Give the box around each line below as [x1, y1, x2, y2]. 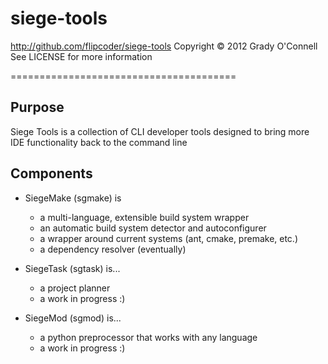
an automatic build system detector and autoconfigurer [39, 222, 267, 234]
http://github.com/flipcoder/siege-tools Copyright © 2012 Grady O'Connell [10, 40, 318, 52]
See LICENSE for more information [10, 50, 153, 62]
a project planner [39, 282, 111, 294]
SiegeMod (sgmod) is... [24, 312, 122, 324]
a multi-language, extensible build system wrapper [39, 211, 250, 223]
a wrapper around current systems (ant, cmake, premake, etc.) [39, 232, 299, 244]
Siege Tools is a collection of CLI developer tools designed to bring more [10, 125, 310, 137]
